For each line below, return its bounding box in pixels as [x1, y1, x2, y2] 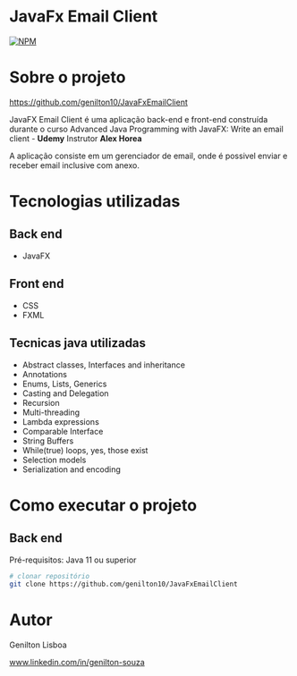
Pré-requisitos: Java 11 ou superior [9, 554, 137, 565]
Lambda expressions [21, 416, 100, 427]
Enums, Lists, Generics [21, 378, 107, 389]
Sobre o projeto [9, 67, 126, 88]
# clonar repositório [9, 571, 90, 580]
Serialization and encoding [21, 463, 121, 475]
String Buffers [21, 435, 74, 446]
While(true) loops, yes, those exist [21, 444, 148, 455]
